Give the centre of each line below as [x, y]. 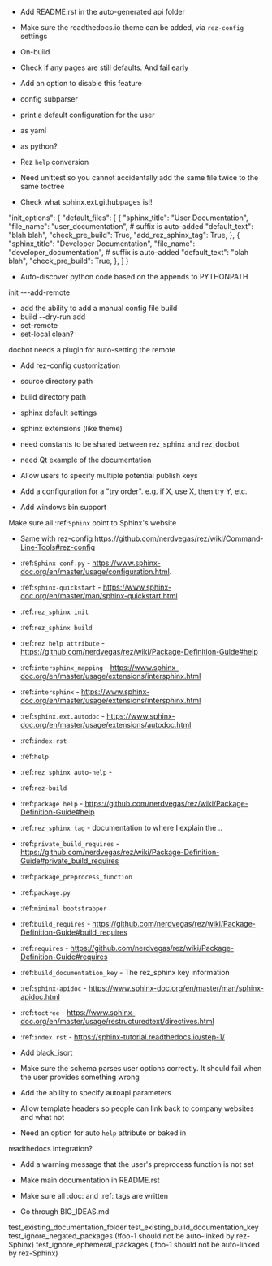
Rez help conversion [54, 162]
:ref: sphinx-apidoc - [53, 988]
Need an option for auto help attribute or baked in [103, 1133]
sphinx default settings [58, 413]
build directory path [53, 397]
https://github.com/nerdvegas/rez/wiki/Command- [179, 538]
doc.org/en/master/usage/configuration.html [95, 571]
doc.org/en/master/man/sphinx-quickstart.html [99, 596]
